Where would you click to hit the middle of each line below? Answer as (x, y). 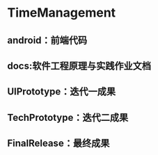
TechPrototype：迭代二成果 (68, 117)
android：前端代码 (47, 40)
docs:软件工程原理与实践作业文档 (79, 66)
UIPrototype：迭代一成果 (62, 92)
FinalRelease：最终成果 (58, 144)
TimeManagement (62, 13)
